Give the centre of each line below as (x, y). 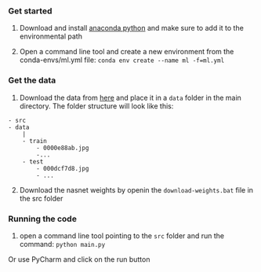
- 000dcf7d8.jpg (63, 168)
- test (33, 162)
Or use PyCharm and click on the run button (79, 259)
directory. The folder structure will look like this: (96, 106)
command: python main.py (62, 244)
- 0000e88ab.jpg (63, 148)
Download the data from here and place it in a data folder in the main (130, 97)
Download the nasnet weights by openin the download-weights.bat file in (136, 189)
